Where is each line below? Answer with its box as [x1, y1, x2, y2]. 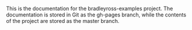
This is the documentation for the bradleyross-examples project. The [6, 5, 173, 12]
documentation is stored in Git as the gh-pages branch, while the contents [6, 11, 187, 18]
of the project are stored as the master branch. [6, 18, 120, 24]
